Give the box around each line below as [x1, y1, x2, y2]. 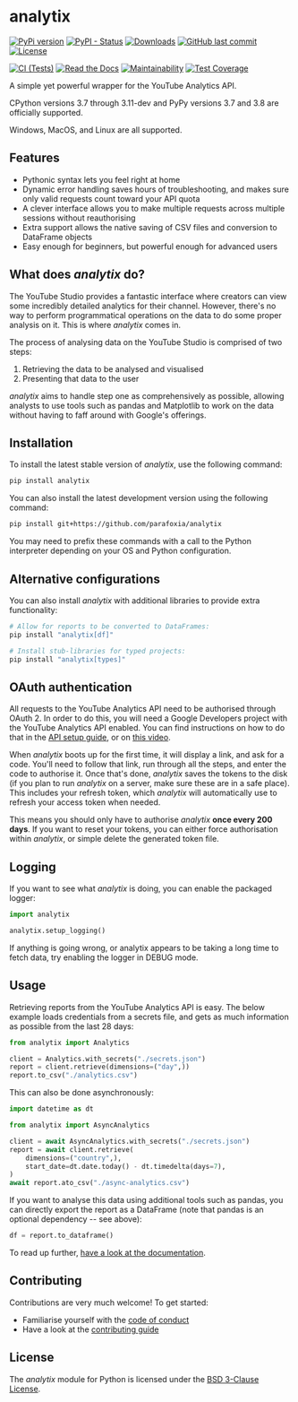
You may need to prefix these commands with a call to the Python [9, 536, 252, 547]
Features [9, 151, 60, 166]
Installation [9, 435, 73, 450]
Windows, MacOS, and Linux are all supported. [9, 124, 183, 135]
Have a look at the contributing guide [21, 1324, 159, 1335]
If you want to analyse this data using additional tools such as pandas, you [9, 1195, 284, 1206]
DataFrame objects [21, 231, 92, 242]
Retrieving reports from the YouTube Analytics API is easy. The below [9, 1001, 266, 1012]
